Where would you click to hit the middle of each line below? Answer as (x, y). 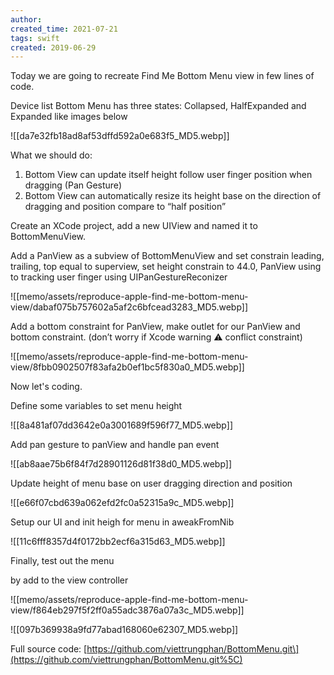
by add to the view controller (69, 580)
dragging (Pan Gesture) (73, 185)
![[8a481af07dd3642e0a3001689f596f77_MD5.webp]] (121, 425)
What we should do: (51, 155)
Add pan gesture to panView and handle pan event (115, 445)
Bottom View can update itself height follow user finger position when (168, 175)
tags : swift (35, 38)
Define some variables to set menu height (96, 406)
